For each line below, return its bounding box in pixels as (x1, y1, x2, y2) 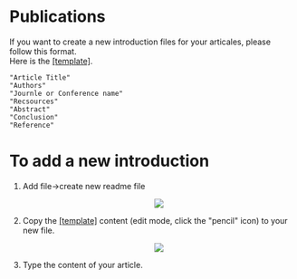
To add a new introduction (9, 151, 210, 171)
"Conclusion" (9, 112, 59, 121)
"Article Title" (9, 72, 71, 82)
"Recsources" (9, 97, 59, 106)
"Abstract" (9, 104, 51, 114)
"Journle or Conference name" (9, 89, 124, 98)
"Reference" (9, 120, 54, 130)
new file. (22, 225, 55, 236)
